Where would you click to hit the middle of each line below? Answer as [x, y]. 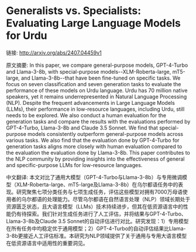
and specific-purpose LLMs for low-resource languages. [74, 165]
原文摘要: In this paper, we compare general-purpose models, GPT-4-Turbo [97, 65]
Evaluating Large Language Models [94, 23]
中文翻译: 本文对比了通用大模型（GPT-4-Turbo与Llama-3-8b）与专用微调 [94, 177]
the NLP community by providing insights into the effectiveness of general [95, 159]
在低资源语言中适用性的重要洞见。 [47, 243]
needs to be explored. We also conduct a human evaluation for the [86, 115]
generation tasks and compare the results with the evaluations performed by [98, 121]
